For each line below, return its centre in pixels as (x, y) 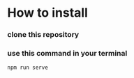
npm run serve (28, 68)
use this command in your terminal (67, 54)
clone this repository (43, 35)
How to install (48, 13)
